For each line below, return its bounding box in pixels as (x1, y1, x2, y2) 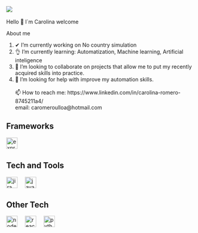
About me (6, 30, 31, 37)
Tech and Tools (6, 161, 65, 171)
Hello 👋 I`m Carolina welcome (6, 18, 79, 25)
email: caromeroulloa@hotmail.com (14, 104, 102, 111)
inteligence (14, 57, 43, 63)
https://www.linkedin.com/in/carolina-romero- (67, 89, 181, 96)
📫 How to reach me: (14, 89, 66, 96)
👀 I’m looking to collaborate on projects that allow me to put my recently (14, 63, 192, 70)
